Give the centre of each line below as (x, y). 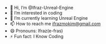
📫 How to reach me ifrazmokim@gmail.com (55, 24)
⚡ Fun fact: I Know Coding (37, 36)
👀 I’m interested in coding (36, 13)
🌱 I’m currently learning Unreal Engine (49, 18)
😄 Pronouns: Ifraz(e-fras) (36, 31)
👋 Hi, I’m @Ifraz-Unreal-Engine (42, 8)
